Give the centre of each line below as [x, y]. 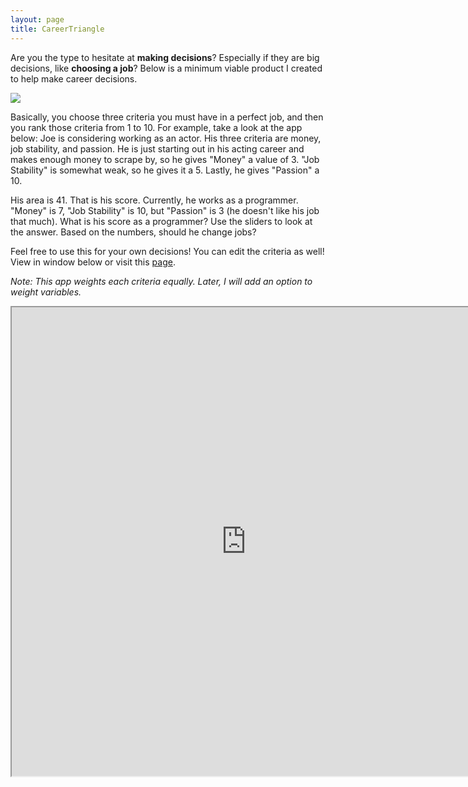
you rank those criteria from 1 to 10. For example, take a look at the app [156, 127]
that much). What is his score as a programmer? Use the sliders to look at [161, 221]
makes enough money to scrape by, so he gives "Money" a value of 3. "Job [165, 159]
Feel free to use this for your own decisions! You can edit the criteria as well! [167, 251]
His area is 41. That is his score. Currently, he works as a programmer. [154, 200]
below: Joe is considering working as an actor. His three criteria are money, [166, 138]
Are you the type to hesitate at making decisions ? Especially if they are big [165, 57]
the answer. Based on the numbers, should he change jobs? [133, 232]
